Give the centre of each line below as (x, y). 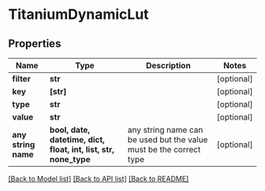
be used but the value (168, 140)
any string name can (165, 130)
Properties (35, 44)
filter (22, 79)
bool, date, (70, 130)
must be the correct (164, 149)
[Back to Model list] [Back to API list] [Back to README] (99, 179)
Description (168, 66)
